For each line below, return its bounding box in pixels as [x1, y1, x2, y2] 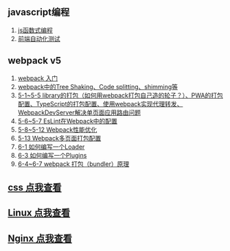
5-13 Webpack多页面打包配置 [17, 134, 102, 142]
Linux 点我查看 [8, 207, 71, 219]
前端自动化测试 [17, 34, 60, 43]
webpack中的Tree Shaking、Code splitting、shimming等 [17, 82, 178, 91]
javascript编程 [8, 6, 70, 19]
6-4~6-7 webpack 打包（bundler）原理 [17, 160, 130, 168]
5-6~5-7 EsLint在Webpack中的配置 [17, 117, 117, 125]
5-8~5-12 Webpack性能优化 [17, 125, 97, 134]
